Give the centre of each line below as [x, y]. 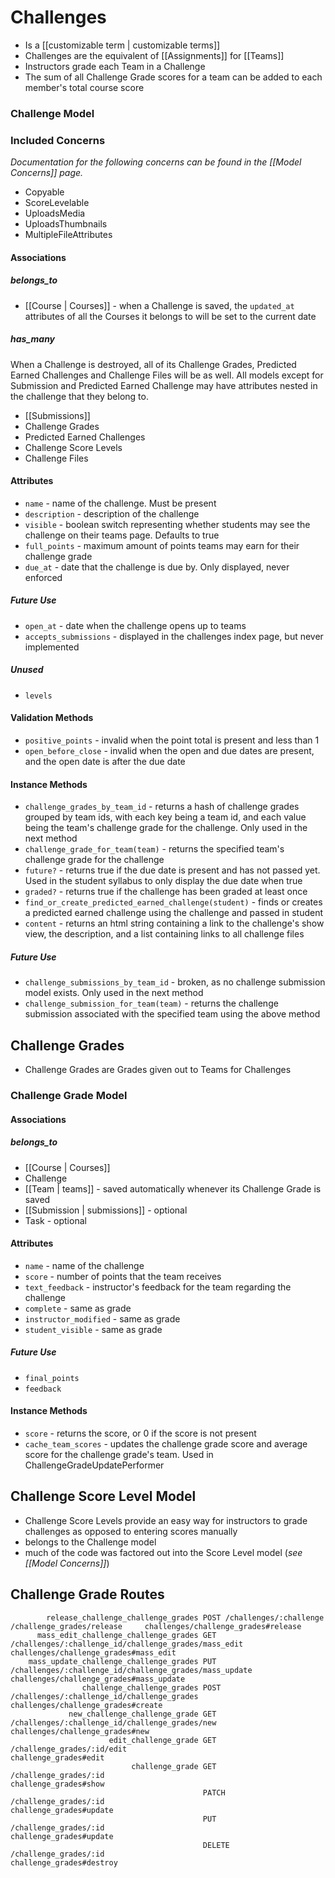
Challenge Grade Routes [87, 1594]
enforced [43, 577]
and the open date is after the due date [105, 762]
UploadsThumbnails [66, 224]
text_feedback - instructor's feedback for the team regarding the [158, 1287]
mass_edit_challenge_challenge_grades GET [126, 1635]
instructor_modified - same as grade [102, 1318]
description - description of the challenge [112, 513]
